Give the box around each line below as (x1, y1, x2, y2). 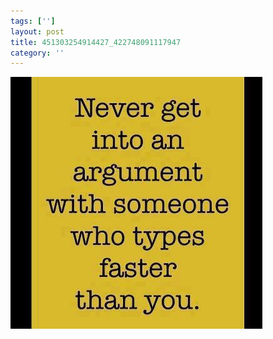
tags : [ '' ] (10, 16, 56, 26)
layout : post (10, 26, 65, 37)
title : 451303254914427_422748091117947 (10, 37, 182, 47)
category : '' (10, 48, 65, 58)
